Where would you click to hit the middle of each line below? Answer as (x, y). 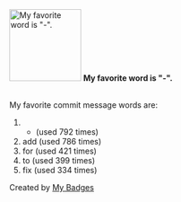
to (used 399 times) (59, 160)
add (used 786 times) (62, 141)
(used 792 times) (67, 132)
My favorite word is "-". (128, 78)
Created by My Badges (52, 187)
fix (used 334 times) (60, 170)
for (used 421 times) (59, 151)
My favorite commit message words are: (84, 105)
